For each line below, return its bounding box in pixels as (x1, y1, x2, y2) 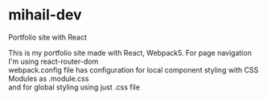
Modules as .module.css (8, 73, 89, 83)
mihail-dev (8, 6, 82, 24)
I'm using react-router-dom (8, 56, 99, 66)
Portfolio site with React (8, 32, 87, 42)
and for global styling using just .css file (8, 82, 141, 92)
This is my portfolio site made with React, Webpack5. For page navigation (8, 48, 252, 57)
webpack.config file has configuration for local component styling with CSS (8, 65, 259, 74)
